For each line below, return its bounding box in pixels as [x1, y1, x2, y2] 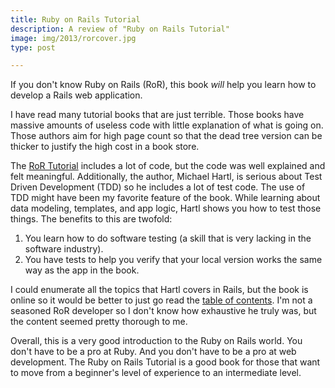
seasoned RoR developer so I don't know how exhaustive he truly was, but [10, 305, 317, 317]
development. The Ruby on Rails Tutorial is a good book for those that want [10, 356, 321, 368]
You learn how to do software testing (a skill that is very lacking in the [24, 232, 312, 245]
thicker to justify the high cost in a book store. [10, 141, 200, 153]
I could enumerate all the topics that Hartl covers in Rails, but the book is [10, 284, 309, 296]
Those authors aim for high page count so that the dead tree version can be [10, 130, 323, 142]
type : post [10, 42, 56, 53]
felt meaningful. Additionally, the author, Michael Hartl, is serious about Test [10, 171, 323, 183]
